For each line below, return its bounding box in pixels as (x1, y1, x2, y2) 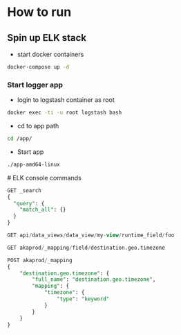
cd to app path (17, 122, 59, 130)
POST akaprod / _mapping (7, 257, 73, 264)
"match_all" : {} (19, 206, 67, 214)
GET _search (7, 187, 41, 194)
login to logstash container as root (17, 96, 115, 104)
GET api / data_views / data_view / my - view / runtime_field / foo (7, 232, 175, 239)
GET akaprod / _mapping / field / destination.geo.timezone (7, 244, 166, 251)
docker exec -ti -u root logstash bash (7, 109, 122, 117)
